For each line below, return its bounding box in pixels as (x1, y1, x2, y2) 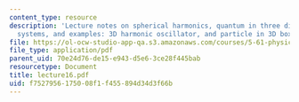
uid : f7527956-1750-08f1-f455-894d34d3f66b (9, 79, 174, 88)
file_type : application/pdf (9, 46, 114, 55)
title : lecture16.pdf (9, 71, 90, 80)
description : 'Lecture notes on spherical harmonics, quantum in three (9, 21, 280, 30)
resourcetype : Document (9, 63, 98, 72)
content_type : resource (9, 12, 98, 22)
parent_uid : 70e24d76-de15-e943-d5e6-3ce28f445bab (9, 54, 201, 63)
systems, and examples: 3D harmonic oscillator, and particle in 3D (17, 29, 277, 38)
